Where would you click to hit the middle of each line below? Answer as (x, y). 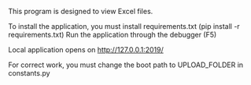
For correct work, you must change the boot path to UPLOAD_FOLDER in (126, 65)
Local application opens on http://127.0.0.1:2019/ (86, 50)
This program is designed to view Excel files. (81, 11)
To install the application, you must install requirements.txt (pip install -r (124, 26)
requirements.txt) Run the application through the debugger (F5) (113, 35)
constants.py (29, 73)
